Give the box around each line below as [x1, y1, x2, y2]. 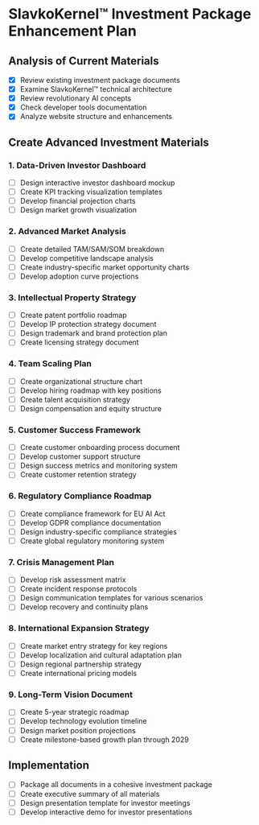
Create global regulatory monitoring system [19, 536, 165, 546]
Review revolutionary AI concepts [19, 93, 132, 103]
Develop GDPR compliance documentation [19, 518, 162, 527]
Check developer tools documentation [19, 102, 147, 113]
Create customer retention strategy [19, 470, 137, 480]
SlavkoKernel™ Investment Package [8, 5, 252, 23]
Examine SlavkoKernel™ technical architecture [19, 85, 173, 94]
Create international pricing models [19, 669, 138, 679]
